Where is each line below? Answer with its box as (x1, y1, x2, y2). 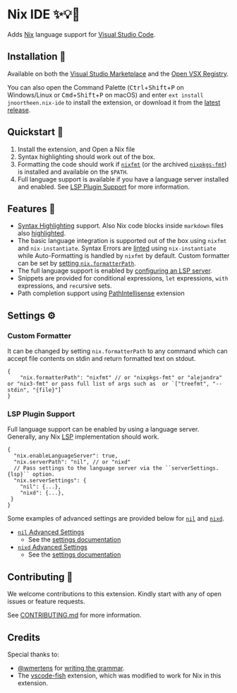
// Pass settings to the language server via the (13, 465, 162, 472)
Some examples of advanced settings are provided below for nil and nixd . (7, 514, 224, 523)
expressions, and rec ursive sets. (17, 282, 112, 290)
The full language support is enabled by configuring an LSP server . (17, 266, 213, 275)
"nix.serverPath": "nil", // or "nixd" (13, 458, 131, 466)
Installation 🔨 (7, 51, 66, 63)
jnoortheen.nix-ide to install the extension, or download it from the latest (7, 98, 221, 107)
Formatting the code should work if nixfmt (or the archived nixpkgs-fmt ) (17, 160, 227, 168)
